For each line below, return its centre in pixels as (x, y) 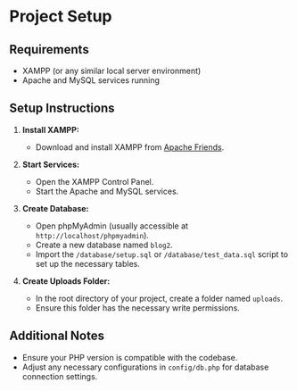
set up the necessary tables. (87, 263)
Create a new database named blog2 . (104, 245)
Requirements (49, 50)
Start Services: (51, 164)
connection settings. (60, 376)
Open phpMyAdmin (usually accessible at (112, 226)
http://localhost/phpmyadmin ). (92, 235)
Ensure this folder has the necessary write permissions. (138, 308)
